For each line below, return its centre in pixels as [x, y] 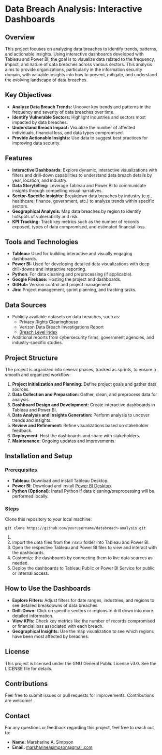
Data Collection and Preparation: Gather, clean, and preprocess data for [84, 395]
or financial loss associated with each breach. [58, 626]
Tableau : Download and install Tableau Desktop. [60, 480]
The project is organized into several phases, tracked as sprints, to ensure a [81, 370]
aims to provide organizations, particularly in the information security [74, 69]
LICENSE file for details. [29, 669]
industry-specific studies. [37, 343]
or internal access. [30, 573]
